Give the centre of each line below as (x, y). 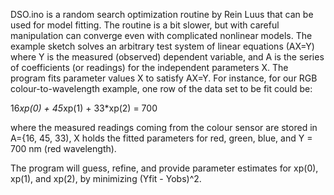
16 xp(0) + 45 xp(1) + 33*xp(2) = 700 (84, 108)
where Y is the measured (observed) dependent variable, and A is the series (167, 57)
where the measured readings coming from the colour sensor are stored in (164, 127)
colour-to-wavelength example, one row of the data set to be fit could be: (161, 88)
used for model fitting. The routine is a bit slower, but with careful (145, 25)
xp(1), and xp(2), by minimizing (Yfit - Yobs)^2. (106, 178)
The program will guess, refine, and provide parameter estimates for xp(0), (164, 168)
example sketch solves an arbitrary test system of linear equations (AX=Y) (162, 46)
